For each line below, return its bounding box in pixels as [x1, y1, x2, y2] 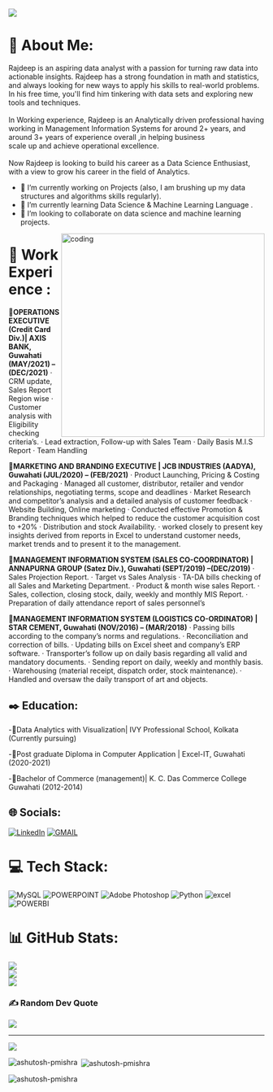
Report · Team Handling [8, 446, 88, 456]
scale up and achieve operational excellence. [8, 141, 160, 151]
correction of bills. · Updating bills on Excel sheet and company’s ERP [8, 640, 240, 650]
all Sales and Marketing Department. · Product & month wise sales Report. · [8, 581, 260, 591]
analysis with [8, 411, 53, 421]
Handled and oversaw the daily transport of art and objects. [8, 675, 209, 684]
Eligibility [8, 420, 39, 430]
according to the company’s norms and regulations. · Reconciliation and [8, 631, 249, 641]
